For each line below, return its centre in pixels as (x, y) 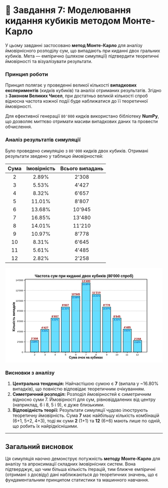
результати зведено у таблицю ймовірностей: (54, 156)
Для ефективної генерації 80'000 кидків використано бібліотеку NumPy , (82, 116)
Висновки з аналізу (30, 372)
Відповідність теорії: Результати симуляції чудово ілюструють (80, 410)
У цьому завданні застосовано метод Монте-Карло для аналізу (74, 45)
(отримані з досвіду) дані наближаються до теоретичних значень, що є (81, 474)
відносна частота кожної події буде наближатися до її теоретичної (77, 101)
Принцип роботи (27, 74)
